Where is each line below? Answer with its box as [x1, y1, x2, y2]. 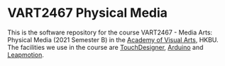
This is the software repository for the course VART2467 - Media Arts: [7, 28, 213, 37]
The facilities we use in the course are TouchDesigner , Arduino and [7, 43, 204, 51]
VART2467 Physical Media [7, 5, 168, 21]
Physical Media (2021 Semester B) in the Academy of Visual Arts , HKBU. [7, 35, 219, 44]
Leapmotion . [7, 51, 44, 59]
